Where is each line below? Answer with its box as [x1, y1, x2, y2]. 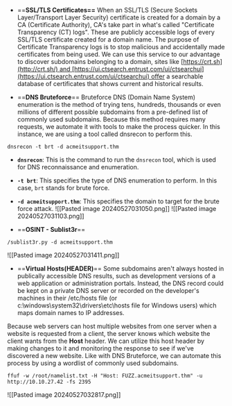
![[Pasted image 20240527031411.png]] [7, 251, 120, 259]
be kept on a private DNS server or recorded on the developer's [17, 287, 199, 294]
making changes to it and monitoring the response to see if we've [7, 344, 194, 353]
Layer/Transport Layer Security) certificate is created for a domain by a [17, 13, 221, 22]
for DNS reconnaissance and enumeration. [17, 163, 139, 171]
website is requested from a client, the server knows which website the [7, 330, 211, 337]
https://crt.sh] [183, 58, 223, 65]
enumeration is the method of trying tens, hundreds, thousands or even [17, 101, 222, 108]
